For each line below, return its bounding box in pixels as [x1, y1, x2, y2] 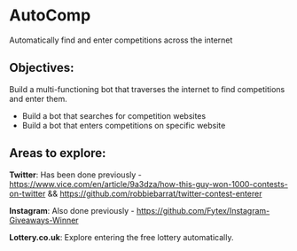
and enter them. [9, 93, 68, 104]
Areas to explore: [9, 145, 106, 161]
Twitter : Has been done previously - [9, 169, 142, 180]
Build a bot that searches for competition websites [21, 110, 207, 121]
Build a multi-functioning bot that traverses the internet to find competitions [9, 83, 285, 94]
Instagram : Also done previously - [9, 205, 135, 216]
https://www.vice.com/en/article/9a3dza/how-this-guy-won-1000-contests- [9, 178, 288, 189]
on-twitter [9, 188, 46, 199]
